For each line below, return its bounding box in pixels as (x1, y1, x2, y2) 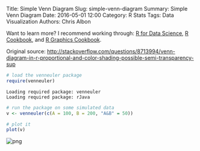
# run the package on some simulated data (6, 104, 114, 111)
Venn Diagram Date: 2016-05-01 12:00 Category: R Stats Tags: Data (6, 11, 175, 19)
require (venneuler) (6, 78, 55, 84)
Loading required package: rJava (6, 94, 90, 100)
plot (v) (6, 127, 26, 133)
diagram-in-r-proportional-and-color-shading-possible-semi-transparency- (6, 54, 194, 61)
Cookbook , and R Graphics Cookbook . (6, 36, 102, 43)
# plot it (6, 121, 31, 127)
